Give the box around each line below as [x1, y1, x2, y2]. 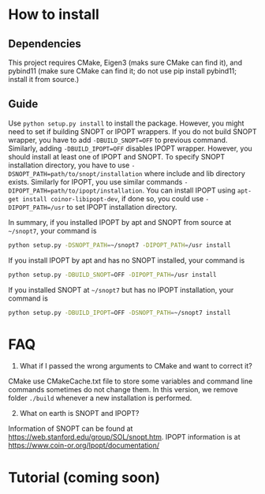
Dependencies [8, 37, 81, 51]
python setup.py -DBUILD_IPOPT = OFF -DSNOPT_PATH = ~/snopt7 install [8, 309, 231, 316]
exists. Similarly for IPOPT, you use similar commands [8, 177, 183, 186]
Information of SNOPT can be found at [8, 424, 133, 433]
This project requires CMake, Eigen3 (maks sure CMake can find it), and [8, 58, 243, 67]
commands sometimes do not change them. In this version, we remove [8, 385, 238, 395]
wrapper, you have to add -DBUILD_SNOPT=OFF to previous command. [8, 135, 228, 144]
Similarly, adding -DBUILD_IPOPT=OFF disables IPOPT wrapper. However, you [8, 144, 252, 153]
